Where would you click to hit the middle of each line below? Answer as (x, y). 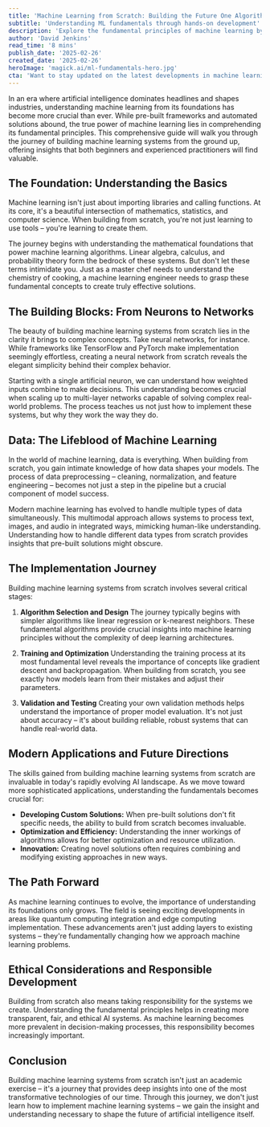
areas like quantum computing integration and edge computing (112, 919)
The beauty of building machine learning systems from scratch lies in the (129, 331)
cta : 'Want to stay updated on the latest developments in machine (124, 76)
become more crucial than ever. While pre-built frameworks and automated (133, 115)
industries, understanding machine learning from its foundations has (121, 107)
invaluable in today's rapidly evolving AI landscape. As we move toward (127, 782)
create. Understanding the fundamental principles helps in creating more (129, 1010)
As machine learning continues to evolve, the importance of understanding (132, 901)
